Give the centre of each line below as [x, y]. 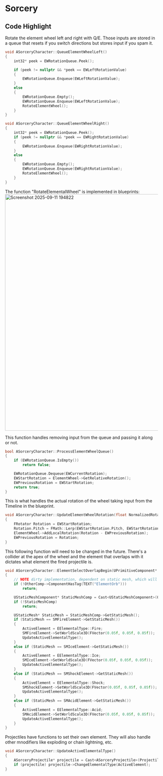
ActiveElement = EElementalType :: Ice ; [62, 656]
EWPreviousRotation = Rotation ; [46, 537]
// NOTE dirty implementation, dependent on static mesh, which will [86, 580]
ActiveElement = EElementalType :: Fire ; [63, 629]
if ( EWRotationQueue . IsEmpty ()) [46, 461]
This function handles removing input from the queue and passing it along [79, 437]
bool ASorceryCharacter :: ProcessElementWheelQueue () [59, 452]
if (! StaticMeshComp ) [35, 602]
